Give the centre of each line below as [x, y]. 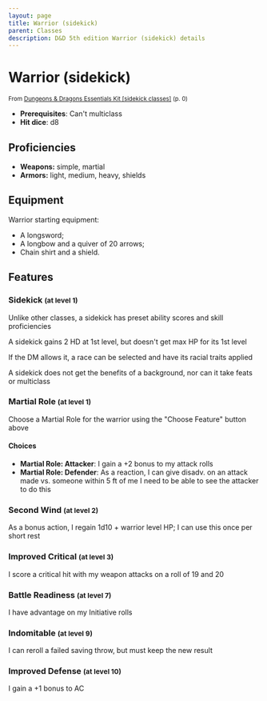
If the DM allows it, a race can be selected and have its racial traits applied [131, 357]
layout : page [30, 16]
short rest [24, 536]
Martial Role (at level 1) [50, 402]
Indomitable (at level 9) [51, 633]
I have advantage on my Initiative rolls [70, 612]
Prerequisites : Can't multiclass [71, 114]
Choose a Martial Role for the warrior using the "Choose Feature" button [127, 419]
